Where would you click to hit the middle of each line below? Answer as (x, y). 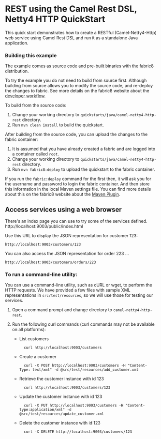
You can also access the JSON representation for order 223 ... (67, 254)
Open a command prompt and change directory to (62, 310)
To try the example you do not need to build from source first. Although (76, 80)
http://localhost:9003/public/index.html (44, 227)
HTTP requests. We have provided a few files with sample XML (68, 290)
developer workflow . (25, 96)
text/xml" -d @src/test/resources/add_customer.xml (85, 370)
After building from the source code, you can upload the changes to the (76, 135)
